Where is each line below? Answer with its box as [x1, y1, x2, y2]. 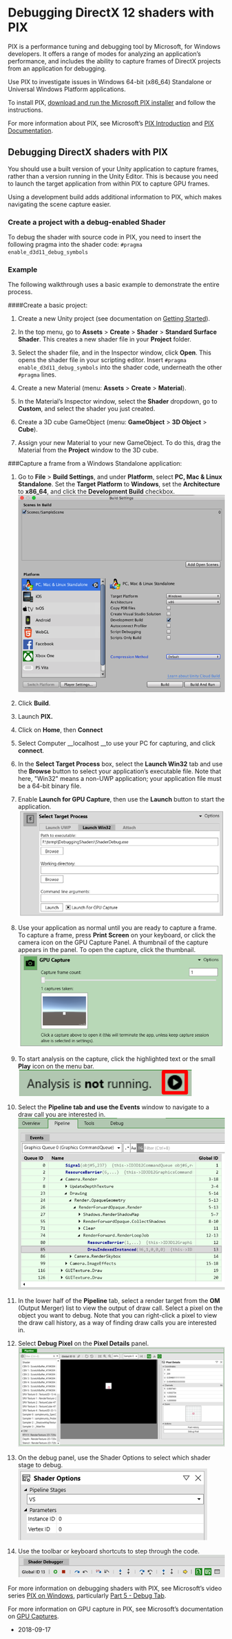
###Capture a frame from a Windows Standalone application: [8, 459, 182, 468]
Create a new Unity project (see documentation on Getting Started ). [17, 315, 211, 323]
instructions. [8, 106, 43, 114]
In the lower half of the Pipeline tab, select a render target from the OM [17, 1296, 220, 1304]
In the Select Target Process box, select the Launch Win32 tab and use [17, 759, 223, 768]
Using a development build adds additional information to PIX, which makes [8, 192, 222, 201]
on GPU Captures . [8, 1612, 59, 1620]
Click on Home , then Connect [17, 726, 103, 734]
